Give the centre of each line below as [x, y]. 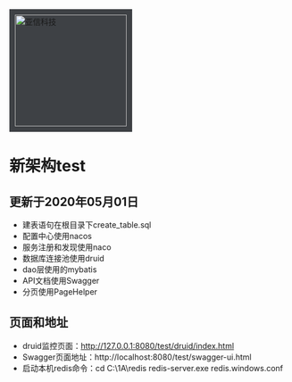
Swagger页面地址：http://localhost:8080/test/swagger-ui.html [137, 357]
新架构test [48, 166]
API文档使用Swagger [61, 281]
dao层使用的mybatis [59, 270]
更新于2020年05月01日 [74, 201]
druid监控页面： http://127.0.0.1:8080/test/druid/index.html [128, 345]
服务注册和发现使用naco [67, 247]
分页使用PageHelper [60, 292]
